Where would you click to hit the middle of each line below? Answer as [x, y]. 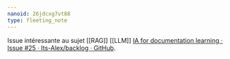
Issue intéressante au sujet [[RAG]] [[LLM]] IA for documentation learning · [115, 40]
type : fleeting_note [38, 20]
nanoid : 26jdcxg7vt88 [39, 14]
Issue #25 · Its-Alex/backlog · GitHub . [62, 48]
